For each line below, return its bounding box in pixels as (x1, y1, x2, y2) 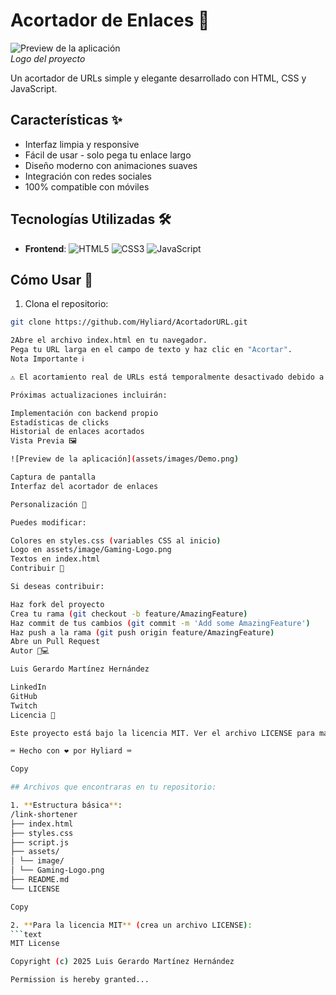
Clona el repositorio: (24, 298, 109, 310)
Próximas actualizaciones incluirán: (10, 390, 168, 400)
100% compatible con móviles (24, 180, 150, 193)
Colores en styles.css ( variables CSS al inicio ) (10, 535, 222, 546)
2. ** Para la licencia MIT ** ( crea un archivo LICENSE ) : (10, 920, 253, 930)
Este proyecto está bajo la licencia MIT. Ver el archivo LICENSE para (10, 728, 315, 738)
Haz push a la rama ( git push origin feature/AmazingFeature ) (10, 627, 275, 638)
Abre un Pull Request (10, 637, 101, 647)
